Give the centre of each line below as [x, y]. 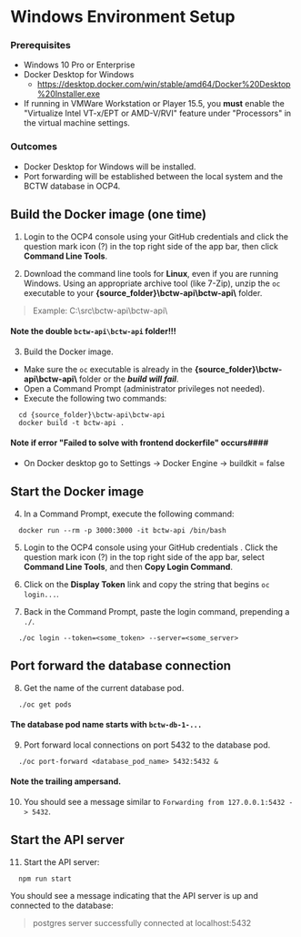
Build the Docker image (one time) [109, 214]
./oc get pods [45, 704]
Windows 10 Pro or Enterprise [79, 65]
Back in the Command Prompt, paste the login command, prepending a [156, 611]
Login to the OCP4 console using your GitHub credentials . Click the [150, 547]
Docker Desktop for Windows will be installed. [110, 167]
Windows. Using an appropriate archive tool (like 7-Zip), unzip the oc [152, 283]
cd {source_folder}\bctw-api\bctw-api [92, 415]
